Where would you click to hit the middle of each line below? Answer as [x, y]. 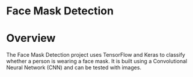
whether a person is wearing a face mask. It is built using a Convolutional [97, 61]
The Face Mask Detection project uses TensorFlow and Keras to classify [96, 55]
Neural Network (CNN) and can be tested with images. [74, 67]
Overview [31, 38]
